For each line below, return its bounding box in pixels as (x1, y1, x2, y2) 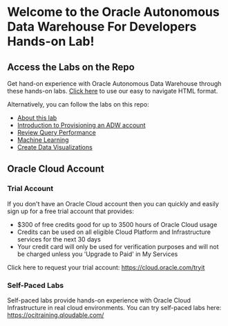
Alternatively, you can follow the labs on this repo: (7, 100, 150, 108)
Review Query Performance (17, 129, 97, 136)
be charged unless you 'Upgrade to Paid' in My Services (17, 250, 178, 258)
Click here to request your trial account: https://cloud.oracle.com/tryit (7, 263, 205, 271)
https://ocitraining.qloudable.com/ (7, 311, 104, 319)
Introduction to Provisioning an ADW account (17, 121, 146, 129)
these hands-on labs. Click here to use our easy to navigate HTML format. (7, 87, 218, 95)
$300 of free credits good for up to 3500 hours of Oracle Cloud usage (17, 220, 218, 228)
